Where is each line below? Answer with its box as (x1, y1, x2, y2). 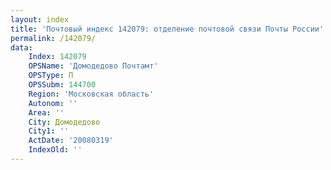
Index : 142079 (28, 52, 87, 62)
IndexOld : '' (28, 145, 83, 155)
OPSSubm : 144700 (28, 80, 97, 90)
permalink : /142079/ (10, 33, 97, 43)
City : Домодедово (28, 117, 101, 127)
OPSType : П (28, 71, 74, 81)
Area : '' (28, 107, 65, 118)
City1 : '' (28, 126, 70, 136)
